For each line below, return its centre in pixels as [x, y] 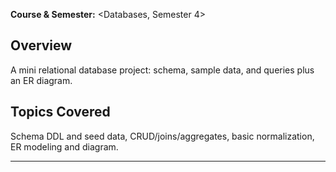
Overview [41, 45]
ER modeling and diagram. [64, 146]
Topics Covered [60, 112]
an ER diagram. [41, 80]
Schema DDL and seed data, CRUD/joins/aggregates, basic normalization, [162, 136]
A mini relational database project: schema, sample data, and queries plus [162, 70]
